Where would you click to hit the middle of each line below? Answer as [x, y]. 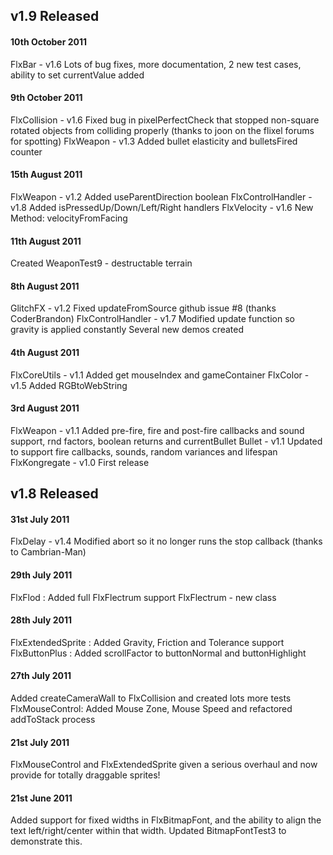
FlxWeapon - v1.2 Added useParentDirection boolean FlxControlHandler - [161, 197]
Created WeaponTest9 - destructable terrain [101, 263]
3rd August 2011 [45, 408]
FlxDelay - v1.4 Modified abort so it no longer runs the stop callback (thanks [166, 541]
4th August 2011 [45, 352]
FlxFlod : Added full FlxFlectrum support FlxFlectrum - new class [143, 597]
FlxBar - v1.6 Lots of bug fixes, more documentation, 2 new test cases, [156, 64]
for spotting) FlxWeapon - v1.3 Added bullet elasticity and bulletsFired [154, 141]
